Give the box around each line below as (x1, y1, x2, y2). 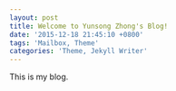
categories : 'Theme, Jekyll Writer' (9, 47, 148, 56)
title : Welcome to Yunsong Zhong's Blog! (9, 22, 169, 31)
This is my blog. (9, 71, 69, 82)
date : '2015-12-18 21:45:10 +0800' (9, 30, 144, 39)
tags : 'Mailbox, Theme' (9, 38, 100, 48)
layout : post (9, 13, 59, 23)
